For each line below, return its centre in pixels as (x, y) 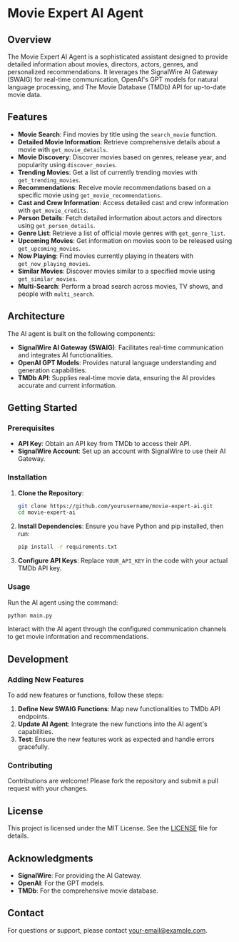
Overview (30, 40)
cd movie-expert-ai (47, 512)
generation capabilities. (52, 370)
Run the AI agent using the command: (63, 603)
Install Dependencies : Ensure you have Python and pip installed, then (121, 526)
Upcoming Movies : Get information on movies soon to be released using (125, 240)
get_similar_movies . (47, 278)
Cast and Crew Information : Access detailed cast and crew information (123, 202)
